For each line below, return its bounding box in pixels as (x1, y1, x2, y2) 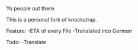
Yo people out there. (6, 5, 56, 12)
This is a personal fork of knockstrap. (6, 16, 98, 23)
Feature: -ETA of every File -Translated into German (6, 27, 132, 34)
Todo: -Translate (6, 39, 46, 45)
